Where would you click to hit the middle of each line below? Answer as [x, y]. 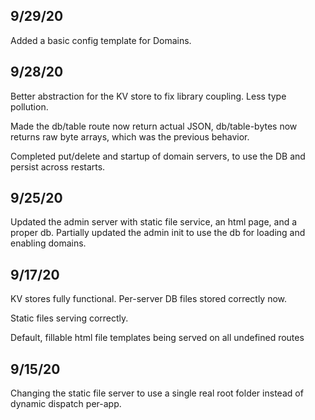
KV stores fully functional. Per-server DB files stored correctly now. [149, 299]
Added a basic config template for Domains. [101, 40]
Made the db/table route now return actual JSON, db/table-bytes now [154, 126]
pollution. [29, 106]
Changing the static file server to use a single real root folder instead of [157, 393]
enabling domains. [48, 243]
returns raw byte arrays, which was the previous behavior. [130, 136]
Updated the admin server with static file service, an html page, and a [154, 222]
